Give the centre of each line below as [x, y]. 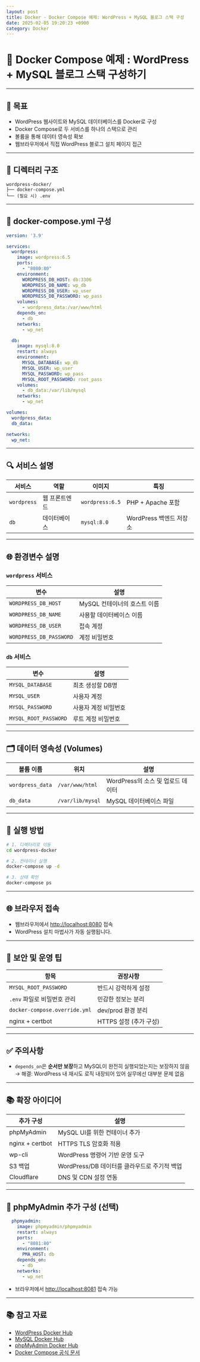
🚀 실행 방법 [25, 831]
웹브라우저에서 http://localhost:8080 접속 [64, 924]
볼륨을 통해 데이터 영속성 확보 [49, 136]
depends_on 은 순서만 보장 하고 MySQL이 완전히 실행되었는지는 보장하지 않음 [102, 1066]
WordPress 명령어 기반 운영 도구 [101, 1155]
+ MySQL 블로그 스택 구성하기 [76, 75]
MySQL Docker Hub [39, 1339]
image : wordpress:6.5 [43, 258]
